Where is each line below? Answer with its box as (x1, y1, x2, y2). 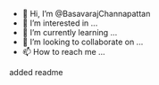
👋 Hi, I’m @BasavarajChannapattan (21, 9, 151, 19)
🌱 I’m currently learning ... (21, 27, 118, 37)
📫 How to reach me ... (21, 47, 105, 57)
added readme (9, 67, 63, 77)
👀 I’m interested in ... (21, 18, 98, 28)
